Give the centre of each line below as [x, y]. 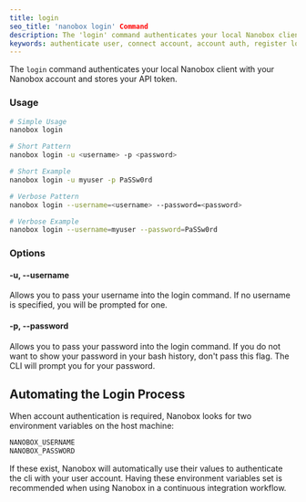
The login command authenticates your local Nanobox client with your [142, 69]
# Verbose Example [44, 221]
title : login [34, 18]
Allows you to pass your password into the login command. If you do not [145, 346]
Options [27, 254]
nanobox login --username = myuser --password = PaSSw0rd [114, 230]
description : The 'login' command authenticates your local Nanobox [142, 35]
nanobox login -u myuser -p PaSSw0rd [81, 180]
